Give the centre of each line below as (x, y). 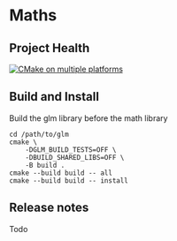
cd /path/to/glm (39, 134)
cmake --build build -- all (61, 173)
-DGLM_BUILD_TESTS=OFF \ (71, 150)
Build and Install (54, 97)
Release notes (49, 208)
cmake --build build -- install (69, 181)
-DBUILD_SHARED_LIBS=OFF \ (75, 157)
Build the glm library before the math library (88, 118)
